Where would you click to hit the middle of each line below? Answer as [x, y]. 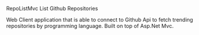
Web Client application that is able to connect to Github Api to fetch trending [100, 20]
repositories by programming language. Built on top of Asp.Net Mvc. [90, 26]
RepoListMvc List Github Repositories [52, 8]
